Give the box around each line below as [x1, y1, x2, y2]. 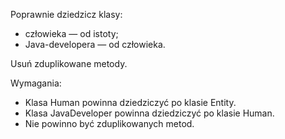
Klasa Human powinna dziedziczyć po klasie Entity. [24, 97, 237, 108]
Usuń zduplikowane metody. [10, 58, 128, 69]
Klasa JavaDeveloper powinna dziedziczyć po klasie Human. [24, 107, 275, 119]
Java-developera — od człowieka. [24, 39, 166, 50]
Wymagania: [10, 77, 62, 89]
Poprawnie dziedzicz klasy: [10, 9, 123, 20]
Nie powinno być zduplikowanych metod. [24, 118, 195, 129]
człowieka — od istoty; [24, 28, 119, 39]
